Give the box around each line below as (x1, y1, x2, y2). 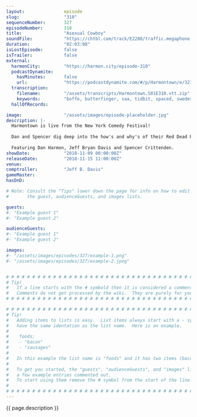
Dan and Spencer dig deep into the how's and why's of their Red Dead (11, 134, 188, 140)
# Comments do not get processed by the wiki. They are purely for (6, 290, 182, 297)
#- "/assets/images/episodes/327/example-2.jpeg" (6, 258, 130, 264)
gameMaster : (6, 172, 35, 178)
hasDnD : (6, 177, 25, 184)
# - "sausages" (6, 345, 51, 351)
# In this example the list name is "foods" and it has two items (6, 355, 177, 361)
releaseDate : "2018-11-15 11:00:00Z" (6, 156, 122, 162)
